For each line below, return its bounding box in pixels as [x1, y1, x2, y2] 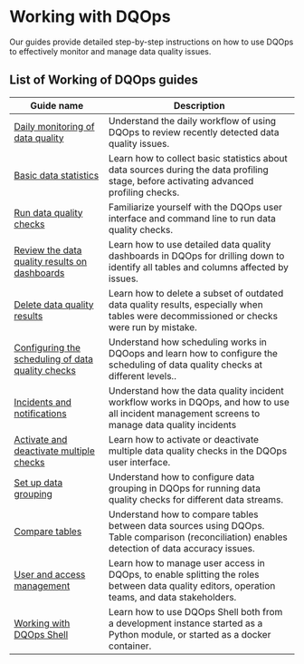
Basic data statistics [14, 169, 100, 181]
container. [108, 640, 152, 652]
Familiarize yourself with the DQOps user [108, 200, 282, 213]
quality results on [14, 255, 88, 268]
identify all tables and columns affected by [108, 260, 290, 273]
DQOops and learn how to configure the [108, 347, 279, 359]
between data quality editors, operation [108, 579, 276, 591]
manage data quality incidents [108, 418, 237, 431]
